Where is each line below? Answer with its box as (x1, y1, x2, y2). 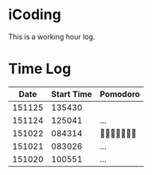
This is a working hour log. (8, 32, 95, 41)
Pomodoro (99, 88, 141, 99)
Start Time (51, 88, 93, 99)
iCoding (8, 6, 61, 24)
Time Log (8, 60, 72, 78)
